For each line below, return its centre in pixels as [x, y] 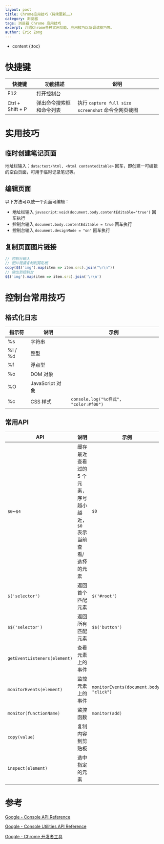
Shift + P [17, 109]
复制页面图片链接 [31, 247]
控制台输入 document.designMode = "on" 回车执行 [61, 230]
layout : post [18, 10]
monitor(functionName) [34, 713]
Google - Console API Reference [38, 817]
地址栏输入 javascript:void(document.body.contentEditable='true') [82, 212]
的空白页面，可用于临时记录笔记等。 [41, 172]
